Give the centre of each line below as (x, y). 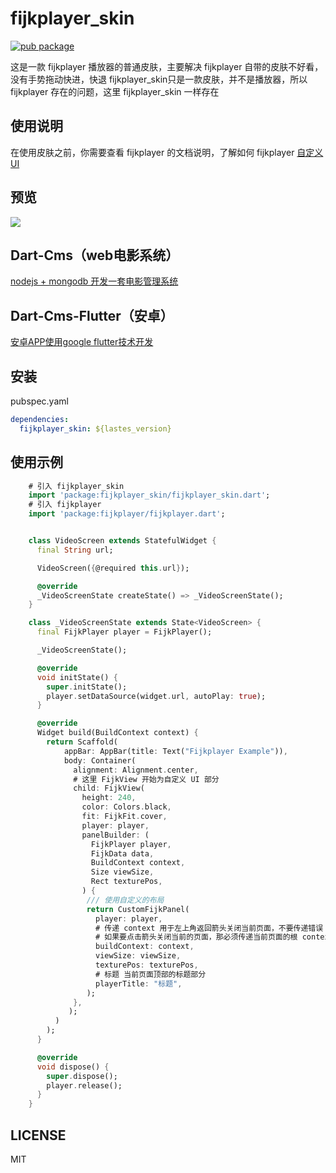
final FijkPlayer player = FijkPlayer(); (124, 632)
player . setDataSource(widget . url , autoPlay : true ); (156, 696)
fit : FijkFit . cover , (124, 817)
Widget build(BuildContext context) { (117, 733)
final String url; (75, 550)
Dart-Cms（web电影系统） (95, 255)
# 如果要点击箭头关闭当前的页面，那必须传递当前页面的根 (196, 937)
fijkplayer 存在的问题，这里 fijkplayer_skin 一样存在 (115, 91)
